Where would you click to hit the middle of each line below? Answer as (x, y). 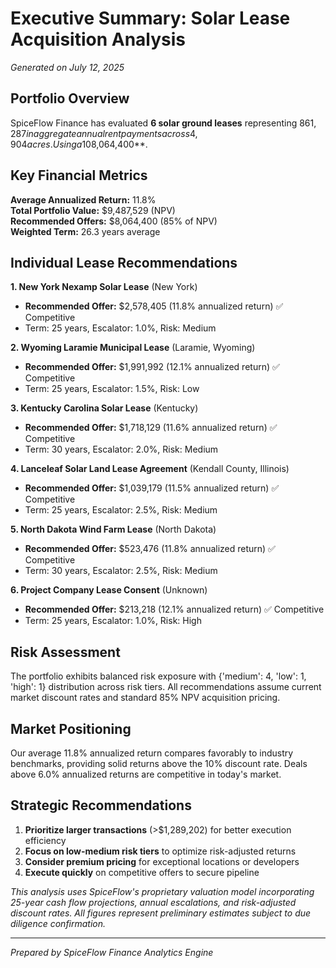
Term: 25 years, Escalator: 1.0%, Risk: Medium (120, 328)
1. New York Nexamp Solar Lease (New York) (104, 287)
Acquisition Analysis (98, 39)
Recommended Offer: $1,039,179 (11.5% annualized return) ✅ (152, 488)
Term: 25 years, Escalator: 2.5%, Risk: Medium (121, 510)
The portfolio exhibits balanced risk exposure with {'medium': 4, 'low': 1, (158, 676)
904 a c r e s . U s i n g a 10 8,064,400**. (79, 144)
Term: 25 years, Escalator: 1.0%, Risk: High (113, 621)
